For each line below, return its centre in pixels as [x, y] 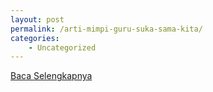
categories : [35, 38]
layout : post [37, 19]
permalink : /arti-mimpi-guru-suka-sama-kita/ [106, 29]
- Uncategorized [62, 47]
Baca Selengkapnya [51, 76]
